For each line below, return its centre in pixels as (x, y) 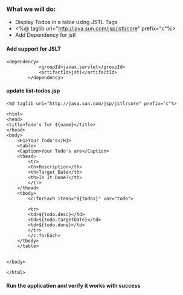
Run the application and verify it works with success (73, 286)
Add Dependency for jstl (45, 35)
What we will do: (31, 9)
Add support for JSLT (34, 49)
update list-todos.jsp (33, 91)
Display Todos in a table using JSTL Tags (66, 22)
